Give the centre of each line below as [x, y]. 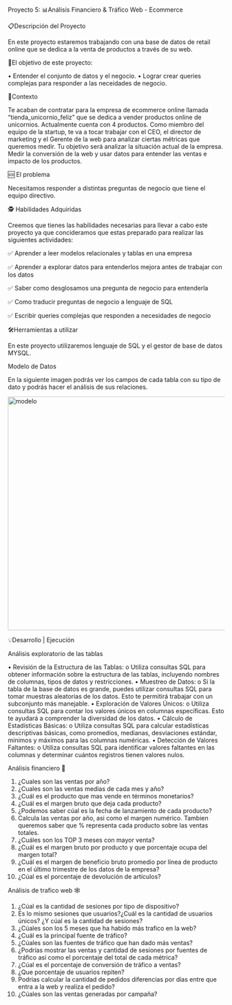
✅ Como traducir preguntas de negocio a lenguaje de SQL [90, 302]
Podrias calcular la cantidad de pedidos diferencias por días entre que [117, 979]
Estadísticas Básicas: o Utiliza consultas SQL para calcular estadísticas [108, 726]
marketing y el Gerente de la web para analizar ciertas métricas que [104, 139]
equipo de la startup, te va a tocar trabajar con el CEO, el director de [105, 132]
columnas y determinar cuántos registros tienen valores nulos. [96, 755]
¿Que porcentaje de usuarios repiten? [71, 972]
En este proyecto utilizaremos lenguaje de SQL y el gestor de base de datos [115, 346]
